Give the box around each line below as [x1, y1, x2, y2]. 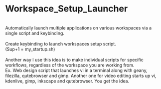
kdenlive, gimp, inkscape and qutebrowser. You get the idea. [5, 78, 130, 84]
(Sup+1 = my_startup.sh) [5, 46, 55, 52]
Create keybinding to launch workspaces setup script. [5, 40, 116, 46]
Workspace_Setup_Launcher [5, 3, 128, 14]
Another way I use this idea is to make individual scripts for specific [5, 56, 144, 62]
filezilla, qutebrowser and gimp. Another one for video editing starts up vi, [5, 72, 157, 78]
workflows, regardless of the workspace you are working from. [5, 62, 135, 68]
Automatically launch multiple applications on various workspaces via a [5, 24, 152, 30]
